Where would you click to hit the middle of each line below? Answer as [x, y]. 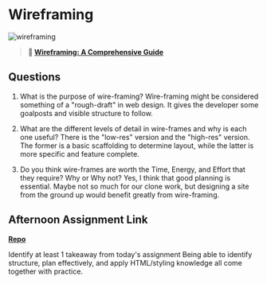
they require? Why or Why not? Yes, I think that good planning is [125, 177]
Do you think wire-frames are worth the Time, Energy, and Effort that [132, 169]
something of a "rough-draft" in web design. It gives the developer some [139, 104]
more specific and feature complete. [79, 154]
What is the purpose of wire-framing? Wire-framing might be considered [139, 96]
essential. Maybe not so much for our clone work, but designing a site [134, 186]
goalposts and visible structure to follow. [86, 113]
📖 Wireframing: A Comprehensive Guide [96, 52]
